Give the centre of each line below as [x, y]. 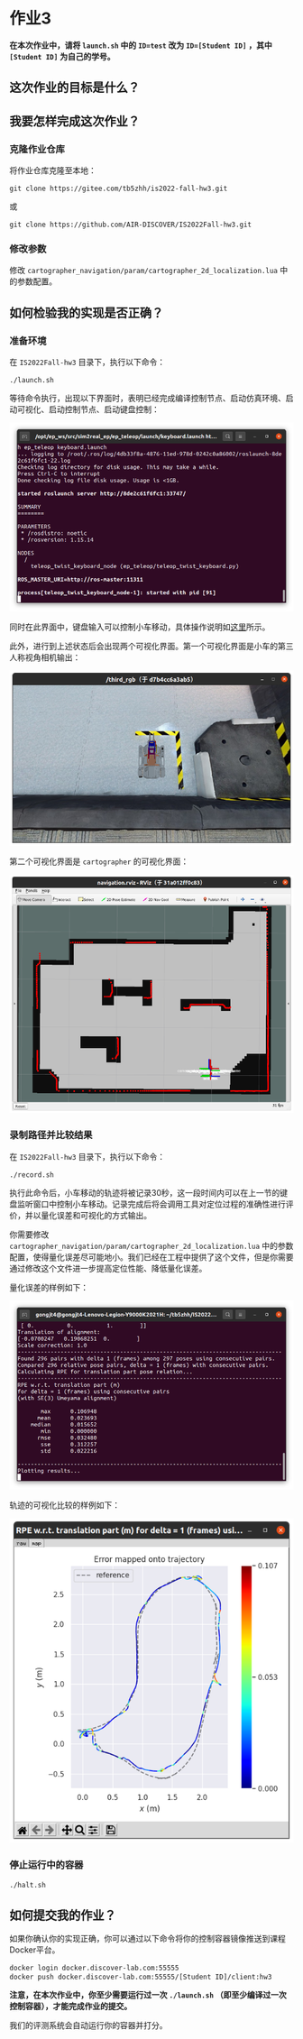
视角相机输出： [53, 657]
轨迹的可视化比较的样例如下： [64, 1505]
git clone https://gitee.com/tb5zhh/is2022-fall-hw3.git [119, 189]
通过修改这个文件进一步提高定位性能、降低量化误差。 [108, 1268]
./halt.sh [28, 1886]
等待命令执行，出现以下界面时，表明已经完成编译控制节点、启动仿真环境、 [147, 398]
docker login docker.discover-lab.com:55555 [94, 1968]
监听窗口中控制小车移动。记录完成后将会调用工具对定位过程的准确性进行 [151, 1204]
